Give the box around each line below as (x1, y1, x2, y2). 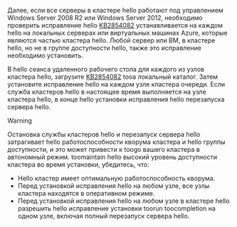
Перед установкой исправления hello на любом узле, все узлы (17, 182, 210, 190)
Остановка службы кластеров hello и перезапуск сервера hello (7, 131, 201, 138)
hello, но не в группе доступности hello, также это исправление (7, 44, 201, 52)
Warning (7, 116, 32, 125)
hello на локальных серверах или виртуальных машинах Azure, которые (7, 28, 228, 37)
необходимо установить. (7, 51, 84, 60)
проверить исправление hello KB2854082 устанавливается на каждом (7, 21, 223, 29)
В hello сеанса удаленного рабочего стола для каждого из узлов (7, 65, 205, 73)
